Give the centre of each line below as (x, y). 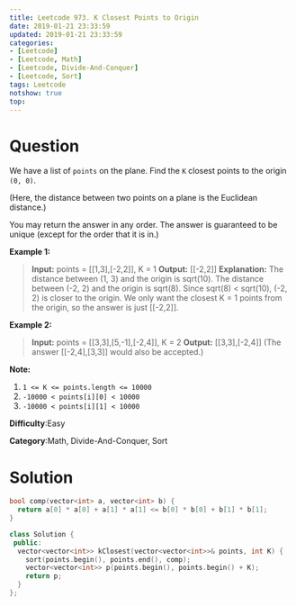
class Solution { (42, 534)
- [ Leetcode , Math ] (46, 59)
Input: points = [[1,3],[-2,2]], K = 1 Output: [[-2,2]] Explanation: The (157, 269)
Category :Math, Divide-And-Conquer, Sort (89, 441)
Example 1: (30, 252)
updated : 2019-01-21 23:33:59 (66, 34)
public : (27, 543)
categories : (31, 43)
